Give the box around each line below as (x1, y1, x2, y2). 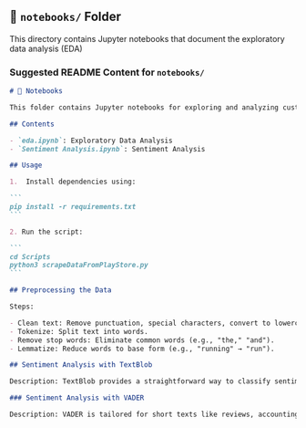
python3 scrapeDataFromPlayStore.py (9, 261, 148, 270)
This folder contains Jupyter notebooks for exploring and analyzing (9, 102, 280, 112)
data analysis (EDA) (9, 43, 84, 54)
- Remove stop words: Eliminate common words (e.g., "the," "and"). (9, 335, 275, 345)
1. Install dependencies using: (9, 177, 137, 187)
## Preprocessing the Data (9, 286, 112, 295)
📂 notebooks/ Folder (9, 9, 121, 25)
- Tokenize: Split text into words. (9, 327, 148, 336)
